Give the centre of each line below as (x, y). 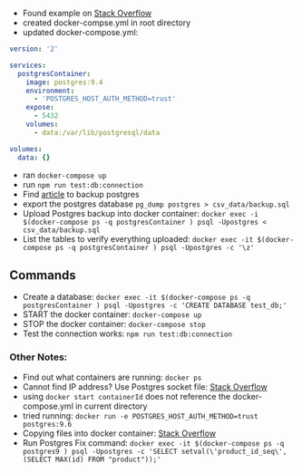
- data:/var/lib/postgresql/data (97, 132)
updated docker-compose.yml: (80, 32)
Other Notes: (39, 357)
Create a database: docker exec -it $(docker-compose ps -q (136, 297)
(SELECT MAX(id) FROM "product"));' (92, 459)
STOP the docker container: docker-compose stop (114, 324)
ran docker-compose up (64, 175)
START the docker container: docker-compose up (112, 314)
